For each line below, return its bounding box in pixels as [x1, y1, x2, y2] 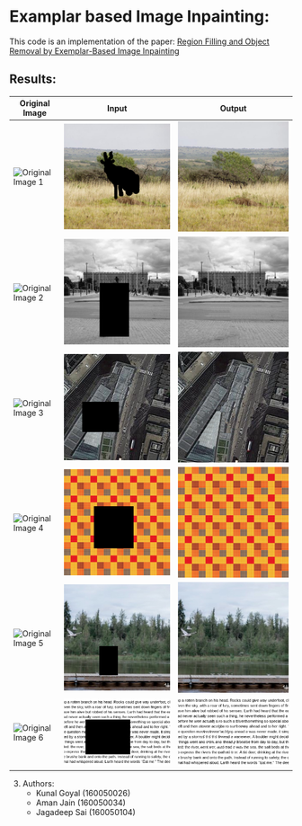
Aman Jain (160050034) [35, 797, 126, 808]
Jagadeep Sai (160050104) [35, 806, 137, 817]
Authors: [22, 777, 55, 788]
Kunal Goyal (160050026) [35, 787, 131, 798]
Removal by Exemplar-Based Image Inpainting [9, 45, 180, 56]
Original [19, 98, 50, 109]
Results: [9, 72, 57, 87]
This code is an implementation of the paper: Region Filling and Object [9, 36, 270, 47]
